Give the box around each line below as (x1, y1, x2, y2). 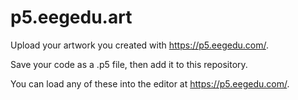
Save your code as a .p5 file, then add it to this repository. (10, 58, 248, 70)
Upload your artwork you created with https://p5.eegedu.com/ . (10, 39, 269, 51)
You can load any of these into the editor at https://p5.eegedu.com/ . (10, 77, 290, 90)
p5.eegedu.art (10, 6, 133, 29)
